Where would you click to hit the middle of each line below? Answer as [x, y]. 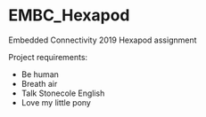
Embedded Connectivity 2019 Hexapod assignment [103, 40]
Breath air [39, 83]
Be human [40, 74]
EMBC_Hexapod [69, 16]
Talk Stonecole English [63, 93]
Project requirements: [48, 57]
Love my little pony [56, 102]
